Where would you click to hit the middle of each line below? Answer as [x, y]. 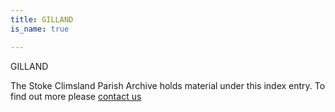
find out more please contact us [76, 96]
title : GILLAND [42, 19]
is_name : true [40, 29]
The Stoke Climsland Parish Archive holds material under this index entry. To [168, 85]
